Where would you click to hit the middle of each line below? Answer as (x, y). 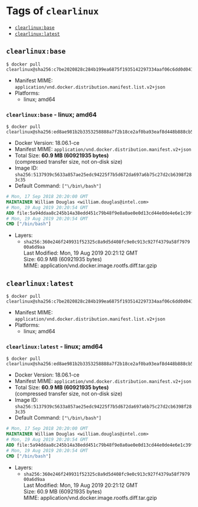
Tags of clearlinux (52, 11)
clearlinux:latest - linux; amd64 (55, 347)
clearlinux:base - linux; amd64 (52, 115)
